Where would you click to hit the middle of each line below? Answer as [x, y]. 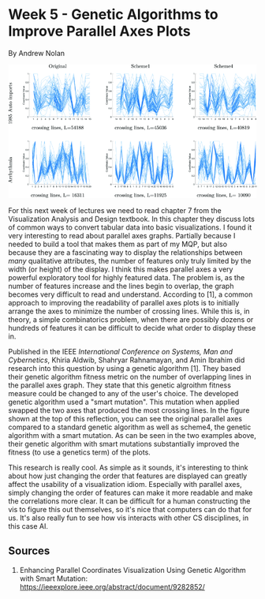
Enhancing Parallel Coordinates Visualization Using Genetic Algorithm [132, 570]
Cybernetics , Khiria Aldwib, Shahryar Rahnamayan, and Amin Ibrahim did [127, 360]
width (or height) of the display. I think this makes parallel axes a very [121, 269]
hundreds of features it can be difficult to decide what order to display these [132, 328]
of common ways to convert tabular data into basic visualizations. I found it [130, 227]
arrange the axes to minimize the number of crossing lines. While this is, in [129, 311]
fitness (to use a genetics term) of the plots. [80, 452]
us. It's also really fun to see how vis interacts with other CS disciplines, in [129, 518]
